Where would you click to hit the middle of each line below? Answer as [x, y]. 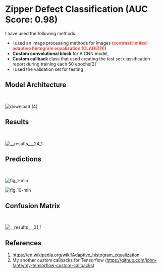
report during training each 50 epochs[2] [54, 64]
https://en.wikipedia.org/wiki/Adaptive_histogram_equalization [76, 255]
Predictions [23, 159]
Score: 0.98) [31, 20]
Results [17, 122]
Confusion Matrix [33, 206]
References [23, 243]
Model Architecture [36, 85]
